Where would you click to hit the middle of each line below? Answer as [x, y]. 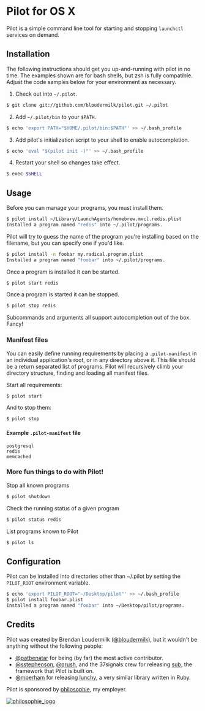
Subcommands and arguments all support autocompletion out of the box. [99, 318]
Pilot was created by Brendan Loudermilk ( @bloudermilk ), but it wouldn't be [102, 639]
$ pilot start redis [33, 283]
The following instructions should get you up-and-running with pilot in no [99, 69]
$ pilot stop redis [31, 306]
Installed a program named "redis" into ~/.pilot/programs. [85, 225]
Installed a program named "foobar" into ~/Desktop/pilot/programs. [95, 605]
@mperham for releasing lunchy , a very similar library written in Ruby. [103, 677]
